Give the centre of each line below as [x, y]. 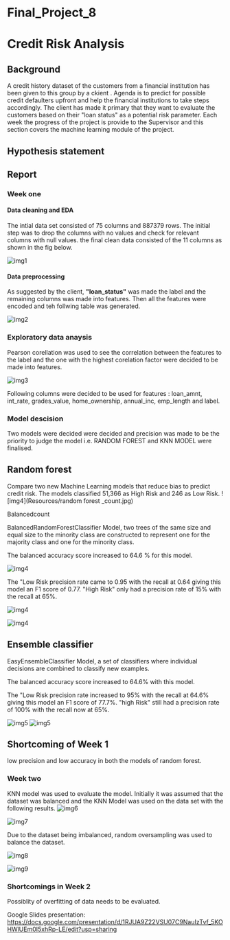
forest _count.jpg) [108, 501]
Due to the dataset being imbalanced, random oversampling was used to [110, 834]
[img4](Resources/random [45, 501]
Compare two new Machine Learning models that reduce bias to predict [109, 486]
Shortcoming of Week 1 [58, 744]
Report [22, 174]
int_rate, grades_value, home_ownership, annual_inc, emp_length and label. [114, 401]
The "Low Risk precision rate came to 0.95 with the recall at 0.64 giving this [114, 582]
